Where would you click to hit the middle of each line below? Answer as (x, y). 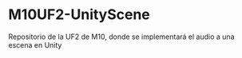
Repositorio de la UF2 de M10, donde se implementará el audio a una (121, 37)
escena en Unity (35, 44)
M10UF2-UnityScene (79, 15)
